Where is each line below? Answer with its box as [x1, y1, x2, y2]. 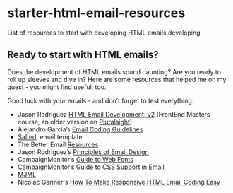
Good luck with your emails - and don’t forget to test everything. [7, 96, 194, 105]
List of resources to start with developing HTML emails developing [7, 28, 201, 37]
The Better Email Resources [17, 140, 99, 148]
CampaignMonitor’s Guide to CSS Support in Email [17, 163, 165, 171]
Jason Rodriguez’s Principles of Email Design [17, 147, 150, 156]
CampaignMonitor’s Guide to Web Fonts [17, 155, 134, 163]
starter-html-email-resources [7, 5, 186, 21]
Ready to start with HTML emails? [7, 49, 159, 61]
